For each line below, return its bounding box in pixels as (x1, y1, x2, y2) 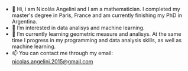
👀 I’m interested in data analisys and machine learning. (11, 24, 145, 31)
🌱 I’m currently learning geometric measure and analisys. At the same (11, 31, 181, 38)
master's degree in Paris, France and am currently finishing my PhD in (11, 12, 182, 19)
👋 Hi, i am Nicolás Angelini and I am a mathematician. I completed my (11, 6, 180, 12)
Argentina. (11, 18, 37, 25)
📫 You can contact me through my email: (11, 50, 114, 56)
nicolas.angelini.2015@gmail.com (11, 58, 93, 65)
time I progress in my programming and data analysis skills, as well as (11, 37, 182, 43)
